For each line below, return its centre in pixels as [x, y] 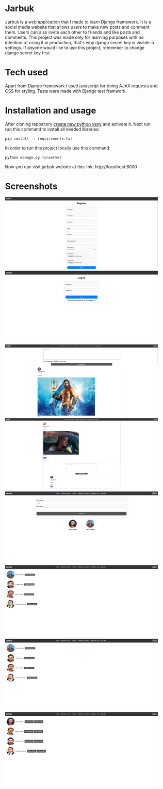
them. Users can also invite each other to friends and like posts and [73, 32]
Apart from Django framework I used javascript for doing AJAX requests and [81, 86]
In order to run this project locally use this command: [58, 148]
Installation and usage [50, 111]
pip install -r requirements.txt [39, 139]
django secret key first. [28, 53]
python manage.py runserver [33, 157]
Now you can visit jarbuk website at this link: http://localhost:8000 [71, 167]
